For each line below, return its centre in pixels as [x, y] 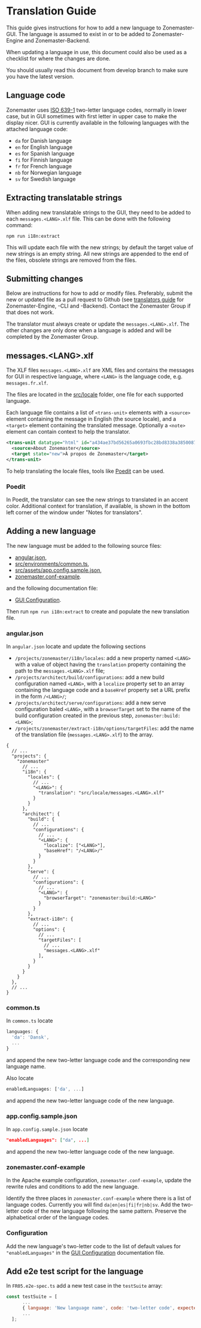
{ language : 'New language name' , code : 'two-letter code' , [98, 1308]
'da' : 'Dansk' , [31, 1037]
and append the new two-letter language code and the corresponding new [98, 1060]
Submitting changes [45, 278]
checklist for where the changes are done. [58, 58]
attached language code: [37, 129]
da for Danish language [43, 141]
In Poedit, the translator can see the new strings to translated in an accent [97, 499]
